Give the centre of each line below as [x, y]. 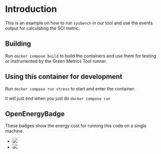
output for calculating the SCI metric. [43, 28]
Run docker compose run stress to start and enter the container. [70, 88]
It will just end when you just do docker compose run [58, 98]
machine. [15, 131]
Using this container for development [64, 77]
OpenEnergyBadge [35, 114]
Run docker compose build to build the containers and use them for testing [81, 56]
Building [18, 44]
